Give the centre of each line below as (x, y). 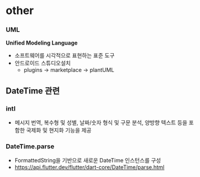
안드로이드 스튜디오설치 (43, 63)
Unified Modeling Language (42, 43)
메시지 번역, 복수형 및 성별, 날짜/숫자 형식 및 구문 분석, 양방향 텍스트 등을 (101, 123)
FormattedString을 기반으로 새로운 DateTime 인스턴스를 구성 (88, 161)
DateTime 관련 (33, 91)
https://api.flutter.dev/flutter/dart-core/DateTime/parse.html (89, 167)
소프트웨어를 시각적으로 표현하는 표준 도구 (65, 56)
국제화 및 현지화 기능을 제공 (59, 130)
